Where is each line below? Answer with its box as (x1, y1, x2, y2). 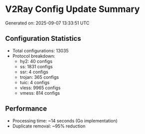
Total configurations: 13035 (12, 47, 69, 53)
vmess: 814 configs (19, 90, 60, 96)
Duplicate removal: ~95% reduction (12, 123, 86, 129)
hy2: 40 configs (19, 58, 53, 64)
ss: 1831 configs (19, 63, 53, 69)
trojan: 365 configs (19, 74, 59, 80)
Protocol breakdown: (12, 53, 56, 59)
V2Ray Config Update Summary (5, 3, 140, 15)
